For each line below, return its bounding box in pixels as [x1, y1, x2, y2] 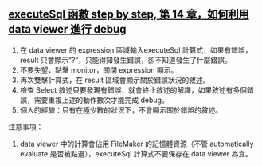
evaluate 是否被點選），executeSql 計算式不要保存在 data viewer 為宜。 [19, 148, 253, 158]
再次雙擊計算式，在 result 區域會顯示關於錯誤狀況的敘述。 [19, 75, 210, 85]
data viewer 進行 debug [8, 22, 127, 36]
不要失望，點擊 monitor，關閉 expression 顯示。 [19, 65, 178, 74]
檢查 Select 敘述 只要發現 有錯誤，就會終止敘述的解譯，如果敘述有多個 [19, 85, 247, 94]
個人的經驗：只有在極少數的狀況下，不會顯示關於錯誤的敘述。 [19, 105, 223, 114]
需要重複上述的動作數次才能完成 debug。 [33, 95, 169, 105]
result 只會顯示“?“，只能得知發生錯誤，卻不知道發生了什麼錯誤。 [19, 55, 233, 65]
